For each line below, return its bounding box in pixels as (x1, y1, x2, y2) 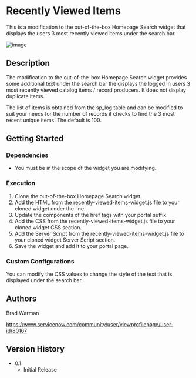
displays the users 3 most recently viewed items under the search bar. (6, 29, 176, 36)
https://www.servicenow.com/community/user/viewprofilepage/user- (6, 320, 174, 327)
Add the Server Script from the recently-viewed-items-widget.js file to (14, 230, 185, 237)
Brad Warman (6, 309, 39, 316)
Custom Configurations (6, 257, 75, 265)
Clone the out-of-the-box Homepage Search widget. (14, 192, 142, 199)
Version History (6, 344, 65, 354)
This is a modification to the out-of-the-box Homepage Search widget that (6, 24, 186, 31)
